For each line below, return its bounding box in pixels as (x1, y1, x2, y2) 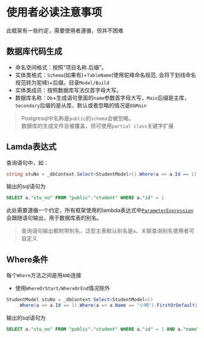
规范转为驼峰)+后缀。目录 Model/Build (15, 78, 109, 86)
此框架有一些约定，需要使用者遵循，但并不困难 (6, 27, 123, 34)
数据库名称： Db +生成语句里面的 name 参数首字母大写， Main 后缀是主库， (15, 94, 190, 101)
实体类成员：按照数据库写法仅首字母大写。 (15, 86, 122, 94)
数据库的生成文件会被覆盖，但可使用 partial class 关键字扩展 (21, 122, 174, 129)
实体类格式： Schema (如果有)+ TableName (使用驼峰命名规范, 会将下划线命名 (15, 71, 196, 78)
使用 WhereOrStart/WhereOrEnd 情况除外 (15, 285, 110, 292)
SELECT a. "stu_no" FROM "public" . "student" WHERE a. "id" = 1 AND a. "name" (6, 326, 200, 332)
